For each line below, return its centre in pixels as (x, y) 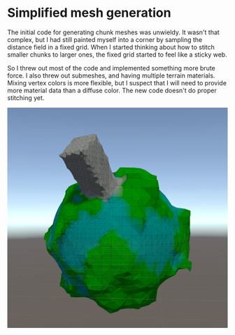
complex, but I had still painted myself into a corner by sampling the (105, 39)
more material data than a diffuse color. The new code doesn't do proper (112, 90)
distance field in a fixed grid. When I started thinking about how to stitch (111, 47)
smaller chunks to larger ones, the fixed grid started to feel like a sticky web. (117, 55)
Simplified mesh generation (89, 13)
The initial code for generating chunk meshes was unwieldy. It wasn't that (114, 32)
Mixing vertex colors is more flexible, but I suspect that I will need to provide (117, 83)
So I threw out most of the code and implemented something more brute (111, 68)
